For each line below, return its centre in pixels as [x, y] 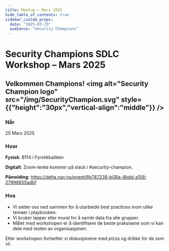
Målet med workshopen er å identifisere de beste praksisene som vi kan [88, 223]
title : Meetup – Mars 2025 [34, 10]
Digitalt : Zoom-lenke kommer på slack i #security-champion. [69, 167]
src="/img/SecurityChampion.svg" [62, 100]
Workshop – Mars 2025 [55, 65]
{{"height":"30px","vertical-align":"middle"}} [80, 107]
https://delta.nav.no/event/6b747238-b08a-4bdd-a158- [89, 177]
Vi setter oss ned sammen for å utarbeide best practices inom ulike [83, 207]
